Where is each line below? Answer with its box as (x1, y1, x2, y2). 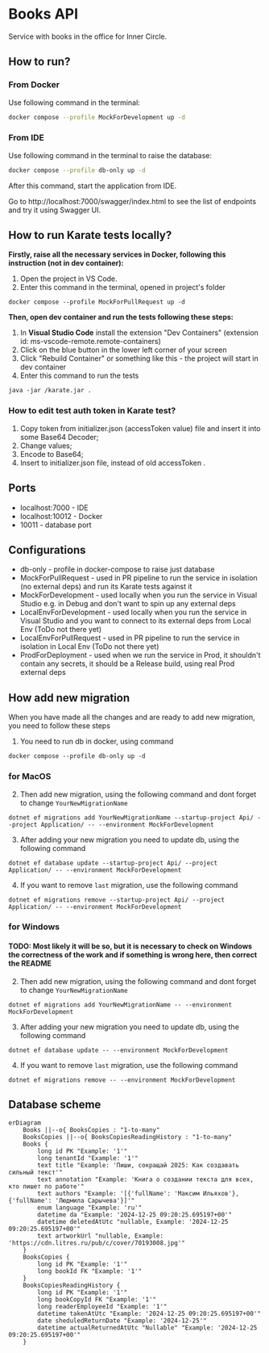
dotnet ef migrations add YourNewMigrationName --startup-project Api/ (8, 813, 254, 822)
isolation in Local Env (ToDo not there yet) (19, 642, 159, 651)
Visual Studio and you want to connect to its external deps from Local (19, 616, 251, 626)
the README (8, 958, 52, 969)
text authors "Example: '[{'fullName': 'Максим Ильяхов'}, (37, 1190, 240, 1198)
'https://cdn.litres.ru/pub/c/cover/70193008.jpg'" (8, 1239, 185, 1247)
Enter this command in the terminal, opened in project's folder (19, 283, 226, 292)
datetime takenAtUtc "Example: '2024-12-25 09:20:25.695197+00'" (37, 1309, 262, 1318)
